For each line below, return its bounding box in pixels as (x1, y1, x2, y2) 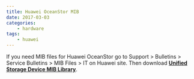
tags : (6, 31, 20, 37)
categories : (6, 20, 36, 26)
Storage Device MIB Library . (6, 66, 78, 72)
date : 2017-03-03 (6, 14, 50, 20)
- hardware (17, 25, 44, 32)
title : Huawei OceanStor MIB (6, 8, 79, 15)
